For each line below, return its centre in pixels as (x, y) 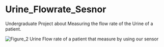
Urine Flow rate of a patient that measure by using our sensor (94, 39)
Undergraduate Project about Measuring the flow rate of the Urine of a (79, 24)
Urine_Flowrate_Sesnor (56, 9)
